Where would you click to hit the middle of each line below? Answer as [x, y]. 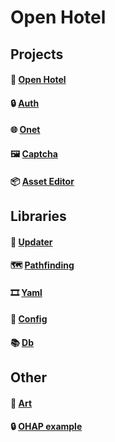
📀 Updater [31, 242]
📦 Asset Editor [42, 181]
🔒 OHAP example [46, 427]
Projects [37, 54]
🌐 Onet [25, 130]
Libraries [38, 216]
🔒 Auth [25, 103]
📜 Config [29, 319]
